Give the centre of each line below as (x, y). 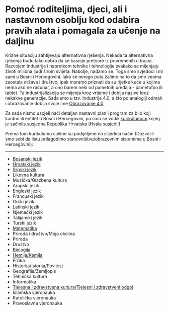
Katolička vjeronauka (34, 297)
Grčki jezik (23, 201)
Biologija (21, 250)
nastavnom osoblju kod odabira (72, 20)
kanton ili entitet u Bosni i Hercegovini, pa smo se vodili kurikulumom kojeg (82, 118)
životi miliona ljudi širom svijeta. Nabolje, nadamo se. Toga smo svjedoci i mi (84, 71)
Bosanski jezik (27, 159)
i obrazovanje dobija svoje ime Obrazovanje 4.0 (54, 103)
